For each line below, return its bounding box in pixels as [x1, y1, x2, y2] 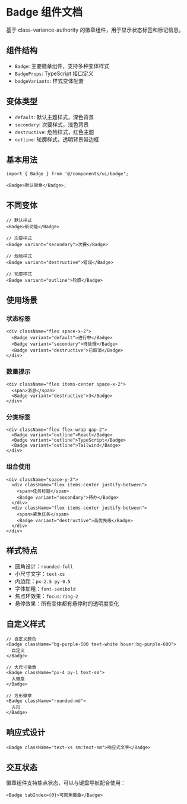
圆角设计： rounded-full [14, 563, 73, 570]
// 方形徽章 [6, 693, 33, 699]
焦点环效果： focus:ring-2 [14, 592, 78, 600]
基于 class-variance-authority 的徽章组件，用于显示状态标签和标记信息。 [6, 26, 184, 33]
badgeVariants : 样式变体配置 [14, 77, 84, 84]
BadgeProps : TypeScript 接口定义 [14, 70, 94, 77]
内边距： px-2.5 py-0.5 [14, 578, 71, 585]
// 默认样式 [6, 218, 33, 223]
